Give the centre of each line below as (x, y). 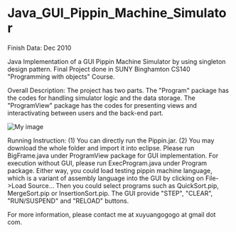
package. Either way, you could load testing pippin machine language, (110, 170)
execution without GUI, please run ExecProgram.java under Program (107, 163)
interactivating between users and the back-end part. (85, 113)
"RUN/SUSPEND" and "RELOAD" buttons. (68, 201)
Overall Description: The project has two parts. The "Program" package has (118, 90)
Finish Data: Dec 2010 (39, 48)
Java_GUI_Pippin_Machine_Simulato (117, 13)
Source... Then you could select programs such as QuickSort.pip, (123, 185)
